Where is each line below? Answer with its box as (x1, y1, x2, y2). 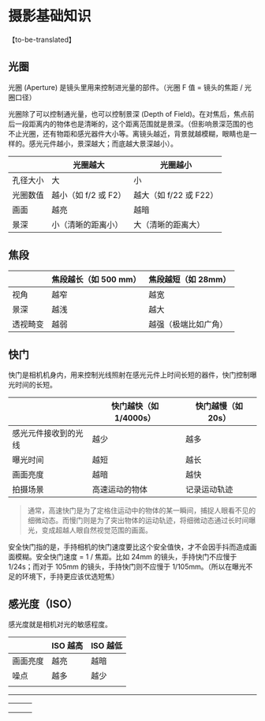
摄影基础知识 (8, 7, 92, 25)
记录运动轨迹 (185, 484, 233, 495)
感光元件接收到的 (12, 428, 77, 439)
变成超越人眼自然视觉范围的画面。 (41, 525, 152, 535)
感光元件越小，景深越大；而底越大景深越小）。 (28, 139, 177, 148)
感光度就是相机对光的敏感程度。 (8, 620, 112, 629)
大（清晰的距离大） (133, 219, 205, 230)
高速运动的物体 (91, 484, 148, 495)
